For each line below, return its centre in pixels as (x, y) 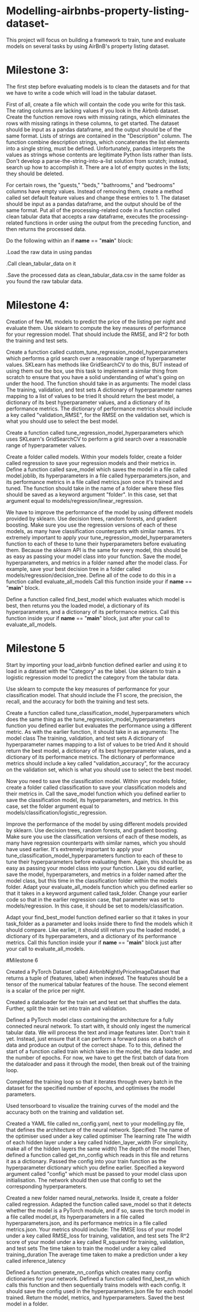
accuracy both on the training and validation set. (65, 1112)
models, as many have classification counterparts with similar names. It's (95, 531)
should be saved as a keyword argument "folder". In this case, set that (92, 494)
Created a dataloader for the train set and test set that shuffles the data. (94, 1002)
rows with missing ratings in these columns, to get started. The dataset (93, 123)
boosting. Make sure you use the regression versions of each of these (92, 525)
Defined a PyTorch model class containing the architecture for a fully (90, 1019)
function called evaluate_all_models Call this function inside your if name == (99, 581)
